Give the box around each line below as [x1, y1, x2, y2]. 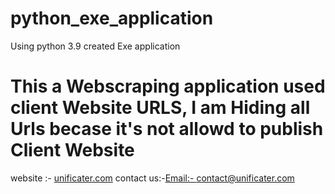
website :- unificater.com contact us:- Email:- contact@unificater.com [10, 172, 295, 184]
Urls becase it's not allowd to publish [10, 118, 324, 141]
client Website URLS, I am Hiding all [10, 97, 311, 119]
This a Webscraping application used [10, 75, 326, 98]
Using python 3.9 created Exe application [10, 40, 181, 52]
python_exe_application [10, 7, 214, 30]
